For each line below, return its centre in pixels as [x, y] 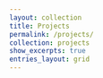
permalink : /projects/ [51, 34]
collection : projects [50, 43]
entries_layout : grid [50, 59]
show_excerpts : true [48, 51]
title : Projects [39, 26]
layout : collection [46, 17]
